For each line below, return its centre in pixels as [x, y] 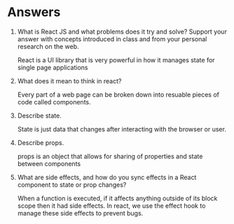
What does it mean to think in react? [69, 80]
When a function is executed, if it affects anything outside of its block [117, 198]
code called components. [54, 101]
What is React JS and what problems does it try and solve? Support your [122, 31]
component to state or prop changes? [72, 184]
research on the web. [48, 46]
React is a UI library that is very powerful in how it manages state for [116, 59]
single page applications [53, 67]
